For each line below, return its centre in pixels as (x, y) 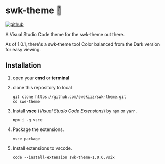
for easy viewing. (23, 49)
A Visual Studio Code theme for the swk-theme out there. (65, 34)
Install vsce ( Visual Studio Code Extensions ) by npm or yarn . (75, 111)
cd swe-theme (26, 101)
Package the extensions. (38, 129)
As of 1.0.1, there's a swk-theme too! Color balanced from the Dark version (83, 44)
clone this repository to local (42, 87)
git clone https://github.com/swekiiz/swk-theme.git (69, 97)
